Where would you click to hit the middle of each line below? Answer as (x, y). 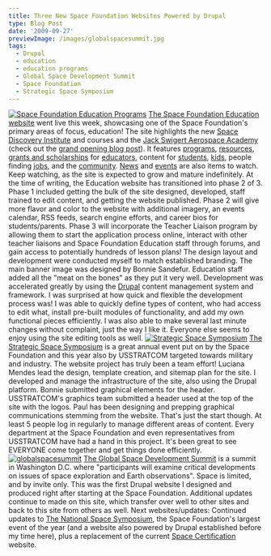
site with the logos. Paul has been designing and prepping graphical (121, 407)
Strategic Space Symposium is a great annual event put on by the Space (129, 347)
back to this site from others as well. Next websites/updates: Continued (127, 511)
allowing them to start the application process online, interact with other (128, 235)
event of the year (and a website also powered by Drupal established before (135, 528)
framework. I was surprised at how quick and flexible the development (126, 295)
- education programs (52, 69)
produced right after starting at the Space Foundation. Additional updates (131, 493)
